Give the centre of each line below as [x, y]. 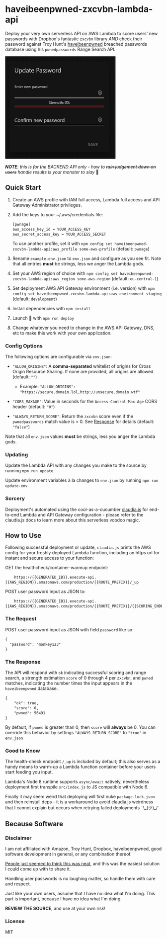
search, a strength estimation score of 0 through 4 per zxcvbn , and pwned [79, 678]
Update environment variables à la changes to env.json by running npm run [82, 480]
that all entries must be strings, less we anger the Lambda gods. [78, 263]
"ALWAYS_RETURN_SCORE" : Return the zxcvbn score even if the [73, 417]
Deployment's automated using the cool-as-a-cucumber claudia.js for [77, 509]
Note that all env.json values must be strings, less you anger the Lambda [80, 436]
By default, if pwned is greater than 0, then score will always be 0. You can [80, 727]
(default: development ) [35, 299]
